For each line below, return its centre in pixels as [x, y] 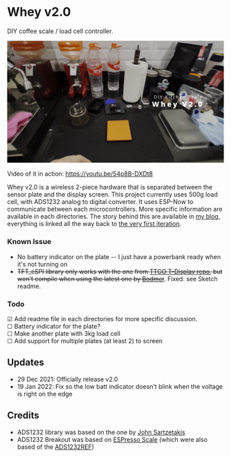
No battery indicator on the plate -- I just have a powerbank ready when [119, 256]
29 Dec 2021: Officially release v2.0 [67, 379]
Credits [23, 415]
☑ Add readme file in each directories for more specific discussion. [102, 319]
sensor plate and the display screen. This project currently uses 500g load [112, 194]
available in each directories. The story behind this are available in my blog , [114, 216]
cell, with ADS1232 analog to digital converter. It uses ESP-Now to [100, 202]
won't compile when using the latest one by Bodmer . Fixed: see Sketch [117, 278]
